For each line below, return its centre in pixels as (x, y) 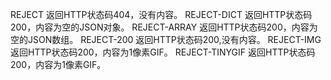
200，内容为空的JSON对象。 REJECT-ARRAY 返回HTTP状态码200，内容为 (164, 27)
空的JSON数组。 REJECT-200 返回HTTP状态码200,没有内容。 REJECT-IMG (166, 39)
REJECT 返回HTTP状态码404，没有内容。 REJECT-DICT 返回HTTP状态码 (161, 14)
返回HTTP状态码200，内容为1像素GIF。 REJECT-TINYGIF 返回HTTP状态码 (163, 52)
